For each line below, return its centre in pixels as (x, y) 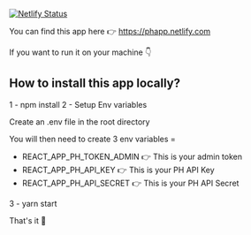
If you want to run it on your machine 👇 (80, 52)
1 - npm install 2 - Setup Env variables (78, 104)
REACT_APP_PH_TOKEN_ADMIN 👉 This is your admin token (132, 156)
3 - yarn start (33, 203)
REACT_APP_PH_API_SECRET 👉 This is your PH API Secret (130, 183)
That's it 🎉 (28, 220)
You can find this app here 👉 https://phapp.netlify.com (110, 31)
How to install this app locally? (95, 83)
